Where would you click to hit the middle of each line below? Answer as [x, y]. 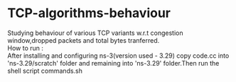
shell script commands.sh [45, 71]
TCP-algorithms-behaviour [89, 13]
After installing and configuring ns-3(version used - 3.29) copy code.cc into [118, 56]
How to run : [26, 48]
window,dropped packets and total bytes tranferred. [84, 40]
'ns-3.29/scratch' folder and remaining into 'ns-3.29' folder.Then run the [113, 63]
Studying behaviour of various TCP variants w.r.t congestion [95, 33]
